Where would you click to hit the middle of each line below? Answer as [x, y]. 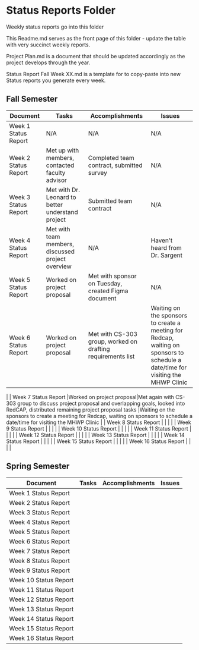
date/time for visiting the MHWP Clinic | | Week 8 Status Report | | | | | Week [99, 422]
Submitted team [110, 201]
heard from [166, 247]
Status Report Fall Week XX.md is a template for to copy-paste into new [93, 74]
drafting [99, 348]
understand [62, 212]
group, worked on [113, 341]
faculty [56, 172]
